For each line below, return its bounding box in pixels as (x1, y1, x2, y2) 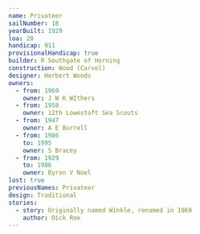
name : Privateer (8, 11, 63, 20)
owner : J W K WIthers (22, 94, 95, 102)
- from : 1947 (15, 117, 59, 125)
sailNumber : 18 (8, 19, 59, 27)
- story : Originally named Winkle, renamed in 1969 (15, 206, 193, 214)
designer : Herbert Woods (8, 72, 92, 80)
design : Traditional (8, 191, 78, 199)
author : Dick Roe (22, 214, 81, 222)
